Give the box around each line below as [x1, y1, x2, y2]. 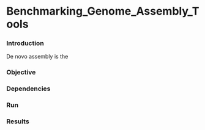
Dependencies [6, 84, 51, 93]
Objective [6, 68, 36, 77]
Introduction [6, 39, 44, 48]
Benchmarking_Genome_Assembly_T [6, 4, 200, 18]
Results [6, 117, 29, 126]
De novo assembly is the [6, 53, 69, 60]
